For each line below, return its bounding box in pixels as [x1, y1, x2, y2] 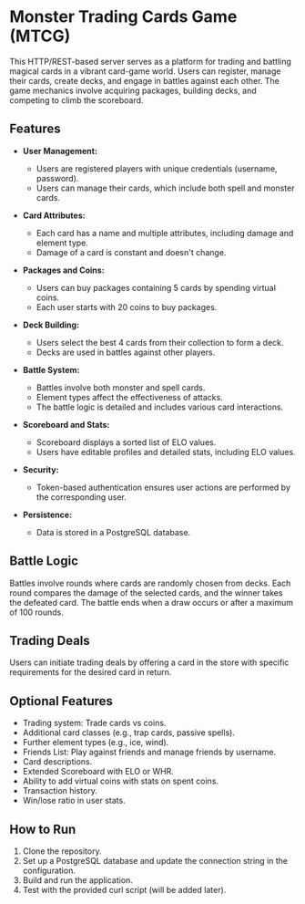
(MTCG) [9, 26, 71, 47]
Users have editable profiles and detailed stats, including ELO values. [36, 446, 296, 457]
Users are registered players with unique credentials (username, [36, 162, 278, 174]
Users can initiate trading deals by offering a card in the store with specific [9, 657, 290, 668]
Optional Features [9, 693, 114, 709]
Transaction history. [22, 785, 97, 796]
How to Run [9, 821, 76, 836]
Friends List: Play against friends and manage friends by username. [22, 746, 276, 758]
